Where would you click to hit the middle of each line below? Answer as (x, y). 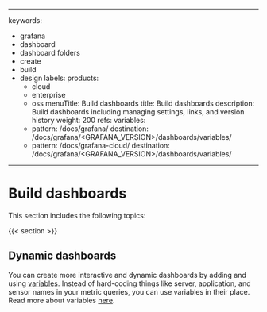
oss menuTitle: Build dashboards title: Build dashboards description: (143, 103)
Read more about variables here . (62, 300)
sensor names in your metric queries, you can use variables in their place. (129, 291)
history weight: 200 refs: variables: (89, 120)
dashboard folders (50, 53)
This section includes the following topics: (77, 215)
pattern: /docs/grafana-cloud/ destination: (101, 145)
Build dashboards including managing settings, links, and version (138, 112)
